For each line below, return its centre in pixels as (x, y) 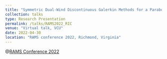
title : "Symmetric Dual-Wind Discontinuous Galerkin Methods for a (77, 10)
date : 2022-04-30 (23, 33)
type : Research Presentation (35, 19)
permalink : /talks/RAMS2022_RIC (39, 24)
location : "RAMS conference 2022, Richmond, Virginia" (63, 38)
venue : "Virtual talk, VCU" (34, 28)
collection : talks (24, 14)
